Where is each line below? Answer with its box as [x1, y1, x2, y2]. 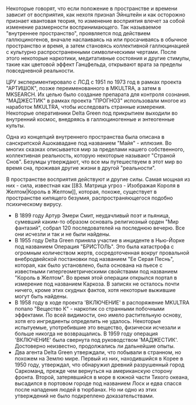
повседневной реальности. [6, 67, 75, 74]
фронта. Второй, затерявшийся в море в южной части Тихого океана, [14, 374, 189, 380]
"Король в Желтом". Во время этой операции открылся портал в [14, 274, 177, 281]
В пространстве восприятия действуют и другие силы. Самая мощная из [6, 176, 190, 183]
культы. [6, 122, 25, 129]
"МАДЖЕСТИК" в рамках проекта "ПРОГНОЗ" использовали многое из [6, 97, 186, 104]
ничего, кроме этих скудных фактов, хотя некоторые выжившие [14, 287, 176, 293]
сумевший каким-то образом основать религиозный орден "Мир [14, 218, 179, 225]
